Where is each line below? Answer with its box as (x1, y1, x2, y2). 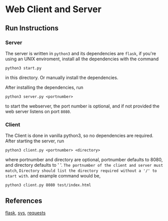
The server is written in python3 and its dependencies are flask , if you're (5, 50, 156, 56)
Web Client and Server (5, 4, 102, 15)
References (5, 196, 42, 205)
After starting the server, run (5, 138, 65, 144)
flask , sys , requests (5, 209, 46, 216)
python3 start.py (5, 65, 42, 70)
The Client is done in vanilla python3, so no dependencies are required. (5, 133, 154, 139)
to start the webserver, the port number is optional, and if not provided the (5, 103, 160, 109)
